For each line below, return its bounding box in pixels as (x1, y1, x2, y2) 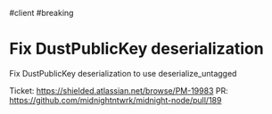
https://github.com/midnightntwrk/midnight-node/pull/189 (9, 94, 222, 105)
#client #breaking (9, 8, 74, 18)
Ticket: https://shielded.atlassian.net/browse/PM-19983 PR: (9, 85, 229, 96)
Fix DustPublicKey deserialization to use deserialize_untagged (9, 68, 237, 78)
